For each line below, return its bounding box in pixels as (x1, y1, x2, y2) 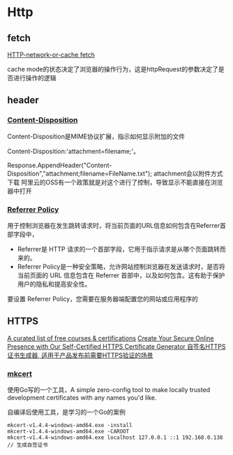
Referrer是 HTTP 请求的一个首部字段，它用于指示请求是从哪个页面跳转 (17, 245, 220, 253)
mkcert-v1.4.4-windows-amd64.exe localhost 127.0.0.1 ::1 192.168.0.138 (7, 434, 223, 441)
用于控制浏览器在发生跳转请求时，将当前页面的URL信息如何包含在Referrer (7, 221, 220, 229)
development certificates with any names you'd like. (7, 393, 157, 402)
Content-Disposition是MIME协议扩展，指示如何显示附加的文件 (7, 132, 186, 140)
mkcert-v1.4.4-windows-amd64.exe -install (7, 422, 133, 429)
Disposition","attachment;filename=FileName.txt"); (7, 169, 152, 178)
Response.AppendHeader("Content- (7, 161, 112, 169)
